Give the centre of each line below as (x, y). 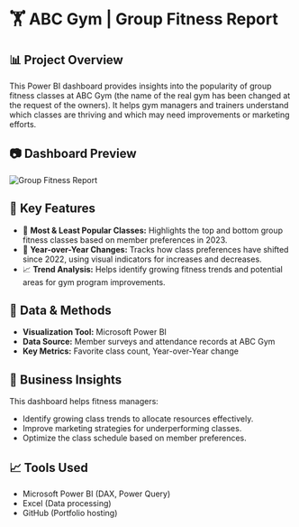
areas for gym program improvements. (94, 282)
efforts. (23, 124)
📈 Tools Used (49, 467)
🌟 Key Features (53, 209)
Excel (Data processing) (67, 504)
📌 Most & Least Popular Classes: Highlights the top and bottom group (153, 230)
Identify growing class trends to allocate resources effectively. (138, 419)
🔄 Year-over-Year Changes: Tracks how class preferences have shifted (155, 249)
